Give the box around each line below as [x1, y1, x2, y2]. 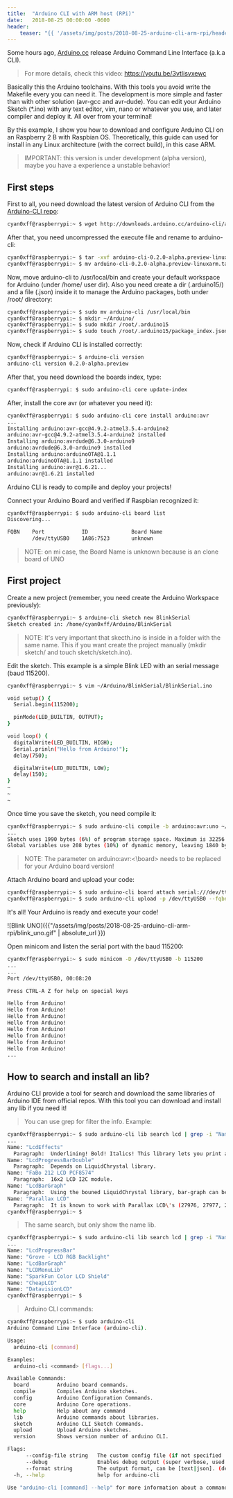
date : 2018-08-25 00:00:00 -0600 [7, 17, 110, 24]
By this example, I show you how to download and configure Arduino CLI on [7, 126, 224, 134]
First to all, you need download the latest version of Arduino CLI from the [7, 200, 215, 208]
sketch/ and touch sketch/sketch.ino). [24, 648, 132, 656]
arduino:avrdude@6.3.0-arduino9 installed [7, 445, 132, 452]
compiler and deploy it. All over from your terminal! [7, 112, 153, 121]
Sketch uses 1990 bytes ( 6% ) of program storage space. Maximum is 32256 [7, 835, 225, 843]
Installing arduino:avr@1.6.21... [7, 463, 107, 470]
